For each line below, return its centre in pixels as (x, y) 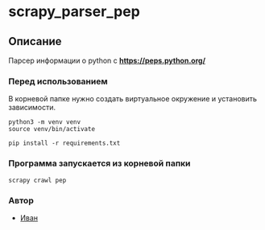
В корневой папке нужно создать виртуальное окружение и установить (133, 99)
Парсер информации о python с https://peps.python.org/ (107, 60)
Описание (35, 41)
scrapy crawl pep (37, 180)
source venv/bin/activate (52, 129)
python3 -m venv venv (45, 122)
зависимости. (32, 108)
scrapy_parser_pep (75, 12)
